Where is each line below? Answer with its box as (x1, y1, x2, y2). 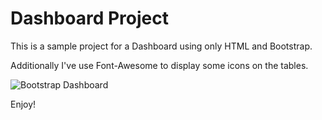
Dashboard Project (10, 7, 169, 30)
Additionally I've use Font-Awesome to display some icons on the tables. (10, 59, 309, 71)
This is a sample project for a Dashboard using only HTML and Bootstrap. (10, 40, 313, 52)
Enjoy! (10, 98, 37, 110)
